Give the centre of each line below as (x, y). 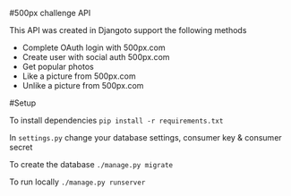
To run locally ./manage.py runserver (77, 182)
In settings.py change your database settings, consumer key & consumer (145, 137)
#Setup (23, 103)
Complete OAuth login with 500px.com (94, 47)
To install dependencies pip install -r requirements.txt (116, 120)
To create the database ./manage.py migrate (91, 164)
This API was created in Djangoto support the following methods (128, 30)
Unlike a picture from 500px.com (83, 85)
